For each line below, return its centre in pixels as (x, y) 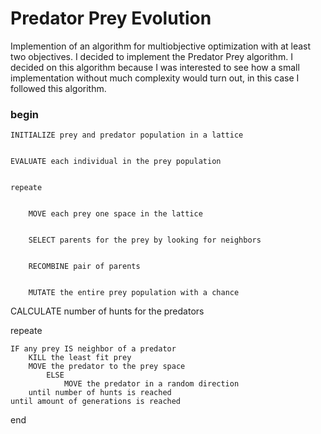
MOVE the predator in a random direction (151, 384)
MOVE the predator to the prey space (107, 367)
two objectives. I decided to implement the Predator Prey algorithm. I (151, 56)
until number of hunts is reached (100, 393)
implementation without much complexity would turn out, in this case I (155, 78)
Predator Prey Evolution (111, 18)
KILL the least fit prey (80, 358)
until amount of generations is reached (96, 402)
